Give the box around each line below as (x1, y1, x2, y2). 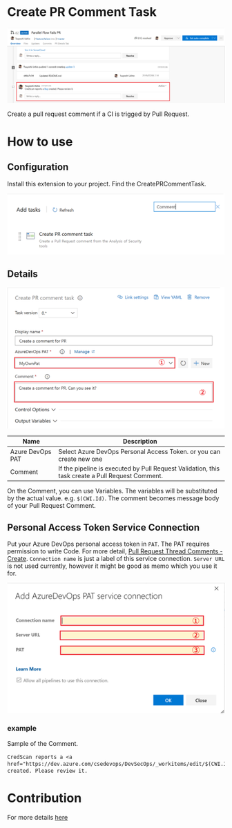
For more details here (7, 813, 68, 821)
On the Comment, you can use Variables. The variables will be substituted (7, 487, 217, 495)
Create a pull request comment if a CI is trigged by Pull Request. (7, 110, 190, 118)
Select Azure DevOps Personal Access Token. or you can (58, 447, 221, 455)
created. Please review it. (7, 767, 88, 774)
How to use (7, 134, 73, 149)
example (7, 724, 37, 733)
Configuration (7, 161, 69, 173)
